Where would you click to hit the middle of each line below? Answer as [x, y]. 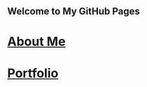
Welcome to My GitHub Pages [73, 11]
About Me [36, 41]
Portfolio [33, 73]
